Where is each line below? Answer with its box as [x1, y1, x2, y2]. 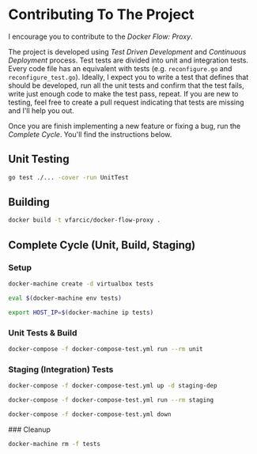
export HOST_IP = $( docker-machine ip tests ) [8, 308, 154, 316]
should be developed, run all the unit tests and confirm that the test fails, [8, 81, 245, 90]
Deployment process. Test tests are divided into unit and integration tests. [8, 55, 249, 65]
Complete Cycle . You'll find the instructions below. [8, 129, 172, 139]
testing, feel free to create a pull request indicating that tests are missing [8, 97, 244, 107]
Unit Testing [8, 153, 70, 166]
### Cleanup [8, 425, 51, 434]
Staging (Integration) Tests [8, 364, 114, 375]
